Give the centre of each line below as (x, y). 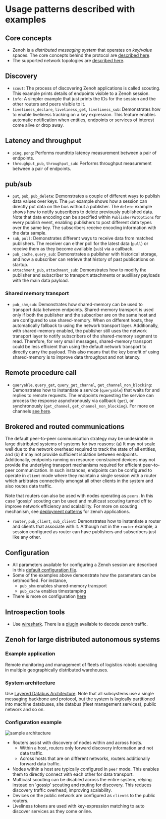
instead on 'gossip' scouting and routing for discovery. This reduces (82, 785)
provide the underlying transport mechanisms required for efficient (73, 465)
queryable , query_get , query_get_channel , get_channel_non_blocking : (82, 385)
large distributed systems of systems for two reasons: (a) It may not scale (80, 444)
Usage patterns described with (70, 9)
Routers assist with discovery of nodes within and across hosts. (77, 743)
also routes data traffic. (29, 486)
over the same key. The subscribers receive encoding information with (84, 228)
